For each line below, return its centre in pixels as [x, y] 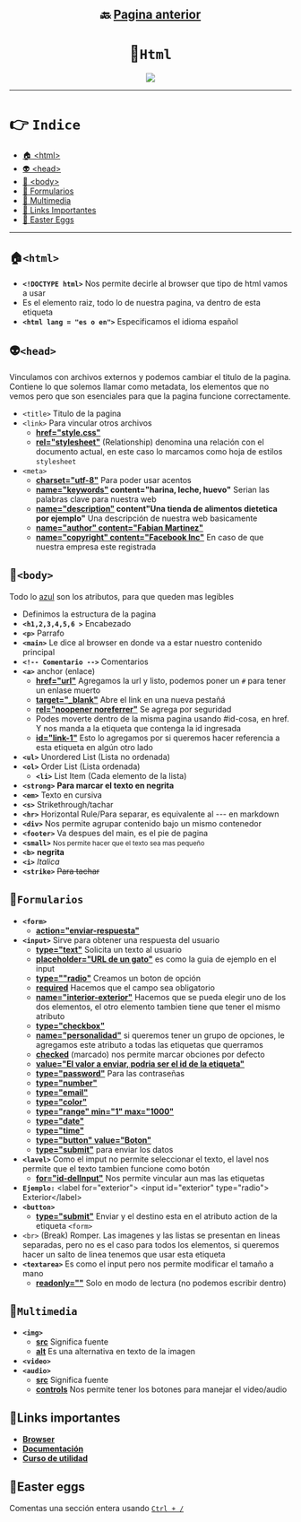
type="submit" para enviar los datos [104, 1149]
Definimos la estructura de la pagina [89, 614]
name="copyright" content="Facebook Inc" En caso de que [150, 537]
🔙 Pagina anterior [150, 15]
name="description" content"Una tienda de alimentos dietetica [156, 508]
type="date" [60, 1120]
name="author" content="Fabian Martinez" [120, 527]
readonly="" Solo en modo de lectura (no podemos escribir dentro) [161, 1283]
